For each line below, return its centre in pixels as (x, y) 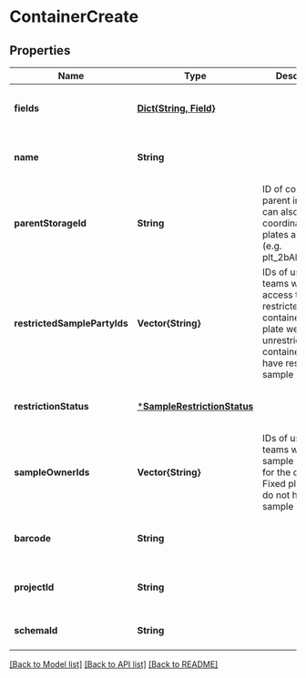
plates (275, 234)
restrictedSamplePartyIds (71, 323)
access (278, 295)
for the (277, 472)
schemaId (36, 630)
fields (26, 108)
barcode (33, 538)
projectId (34, 587)
